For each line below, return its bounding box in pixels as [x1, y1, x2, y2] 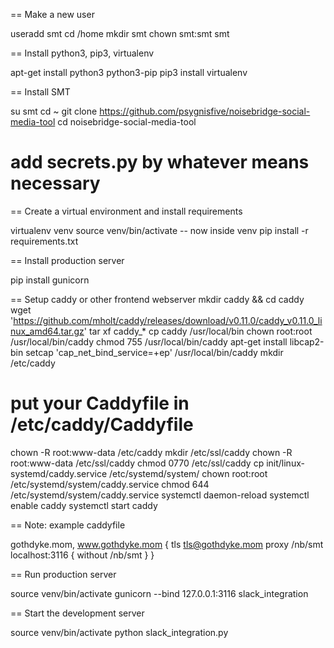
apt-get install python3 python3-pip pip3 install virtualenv [10, 67, 248, 78]
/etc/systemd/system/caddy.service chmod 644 [10, 478, 210, 490]
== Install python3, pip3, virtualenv [10, 47, 155, 59]
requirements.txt [10, 235, 79, 247]
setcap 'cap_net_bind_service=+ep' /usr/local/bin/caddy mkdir [25, 346, 284, 358]
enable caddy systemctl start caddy [10, 499, 158, 511]
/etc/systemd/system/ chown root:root [109, 467, 268, 479]
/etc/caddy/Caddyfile [10, 414, 194, 436]
